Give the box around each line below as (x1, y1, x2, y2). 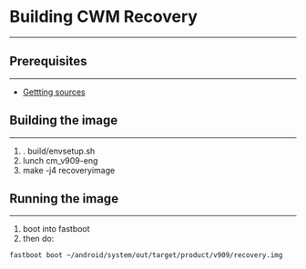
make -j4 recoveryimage (22, 164, 116, 175)
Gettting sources (22, 86, 86, 97)
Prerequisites (9, 54, 87, 69)
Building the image (9, 113, 118, 128)
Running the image (9, 191, 119, 206)
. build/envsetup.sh (22, 145, 96, 156)
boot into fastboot (22, 224, 90, 234)
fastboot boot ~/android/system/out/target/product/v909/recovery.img (9, 251, 283, 260)
